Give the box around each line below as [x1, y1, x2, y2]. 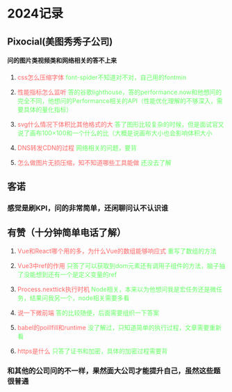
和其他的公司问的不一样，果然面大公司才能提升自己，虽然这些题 [7, 366, 221, 375]
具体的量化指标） [23, 105, 73, 113]
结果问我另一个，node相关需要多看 [29, 293, 130, 302]
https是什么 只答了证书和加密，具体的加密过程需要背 [17, 347, 168, 355]
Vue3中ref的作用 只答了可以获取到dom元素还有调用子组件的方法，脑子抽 [17, 261, 226, 269]
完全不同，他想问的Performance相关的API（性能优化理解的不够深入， [17, 96, 217, 104]
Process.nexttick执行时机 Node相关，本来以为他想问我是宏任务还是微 [17, 285, 217, 293]
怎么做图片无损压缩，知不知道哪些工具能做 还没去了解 [17, 158, 172, 166]
